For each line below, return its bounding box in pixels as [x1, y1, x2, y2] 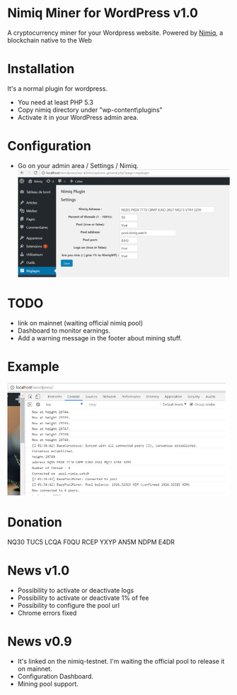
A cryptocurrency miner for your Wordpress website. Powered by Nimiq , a [7, 28, 224, 37]
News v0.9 [7, 633, 72, 650]
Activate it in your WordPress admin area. [17, 113, 139, 121]
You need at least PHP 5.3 [17, 98, 94, 106]
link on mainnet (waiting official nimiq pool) [17, 319, 144, 328]
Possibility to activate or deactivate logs [17, 586, 134, 595]
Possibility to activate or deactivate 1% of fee [17, 594, 149, 602]
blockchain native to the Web [7, 35, 92, 44]
